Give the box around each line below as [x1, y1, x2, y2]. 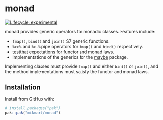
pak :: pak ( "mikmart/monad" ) [5, 110, 61, 115]
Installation [5, 83, 41, 91]
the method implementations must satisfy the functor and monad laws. [5, 68, 149, 74]
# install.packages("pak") [5, 105, 61, 111]
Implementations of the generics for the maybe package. [12, 54, 128, 60]
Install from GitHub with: [5, 96, 54, 102]
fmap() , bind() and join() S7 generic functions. [12, 38, 110, 44]
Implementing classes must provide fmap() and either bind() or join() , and [5, 63, 158, 69]
